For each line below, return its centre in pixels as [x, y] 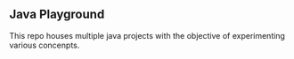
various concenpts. [45, 45]
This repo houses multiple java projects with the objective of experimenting [147, 35]
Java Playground [57, 15]
